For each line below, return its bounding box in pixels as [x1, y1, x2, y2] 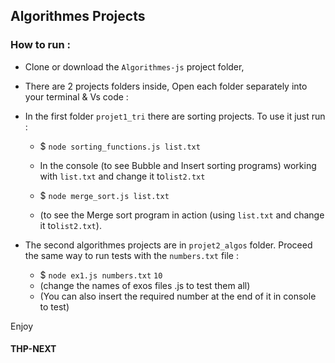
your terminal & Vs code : [24, 90, 129, 103]
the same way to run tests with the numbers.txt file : [24, 249, 239, 261]
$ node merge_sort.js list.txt [39, 189, 170, 201]
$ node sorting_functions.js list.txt [39, 140, 201, 152]
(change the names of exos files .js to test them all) [39, 279, 251, 291]
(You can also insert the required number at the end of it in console [39, 290, 317, 302]
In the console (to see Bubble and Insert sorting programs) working [39, 159, 317, 171]
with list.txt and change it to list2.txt [39, 170, 206, 182]
